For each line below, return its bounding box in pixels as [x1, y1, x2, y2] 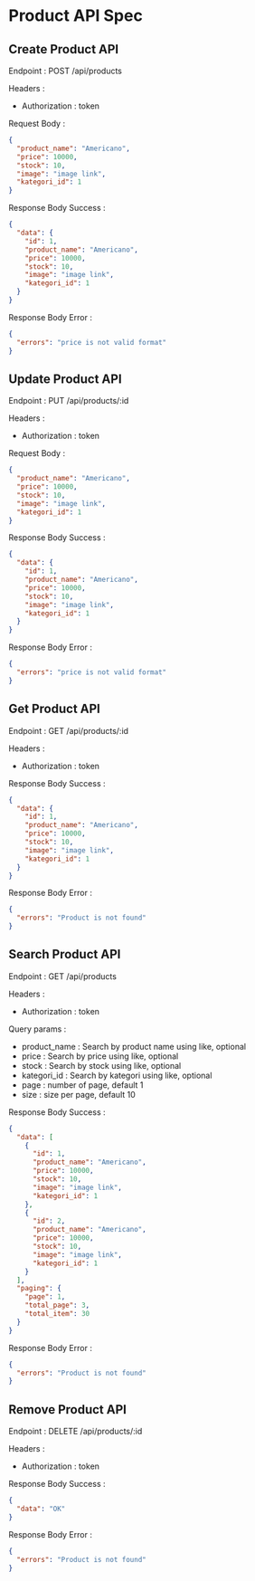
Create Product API [8, 42, 119, 57]
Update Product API [8, 371, 123, 386]
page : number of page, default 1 [21, 1079, 144, 1091]
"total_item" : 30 [24, 1310, 90, 1319]
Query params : [8, 1024, 67, 1034]
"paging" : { [16, 1284, 62, 1293]
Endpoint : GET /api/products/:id [8, 725, 128, 736]
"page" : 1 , [24, 1292, 66, 1301]
